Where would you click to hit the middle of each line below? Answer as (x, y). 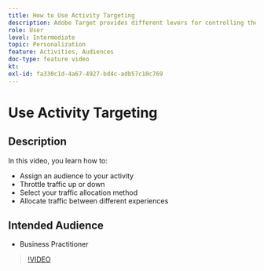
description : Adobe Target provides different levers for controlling (126, 23)
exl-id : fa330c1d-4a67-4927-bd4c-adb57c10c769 (86, 74)
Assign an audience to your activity (77, 176)
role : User (26, 30)
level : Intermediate (42, 37)
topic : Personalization (47, 45)
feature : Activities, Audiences (61, 52)
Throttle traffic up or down (62, 184)
